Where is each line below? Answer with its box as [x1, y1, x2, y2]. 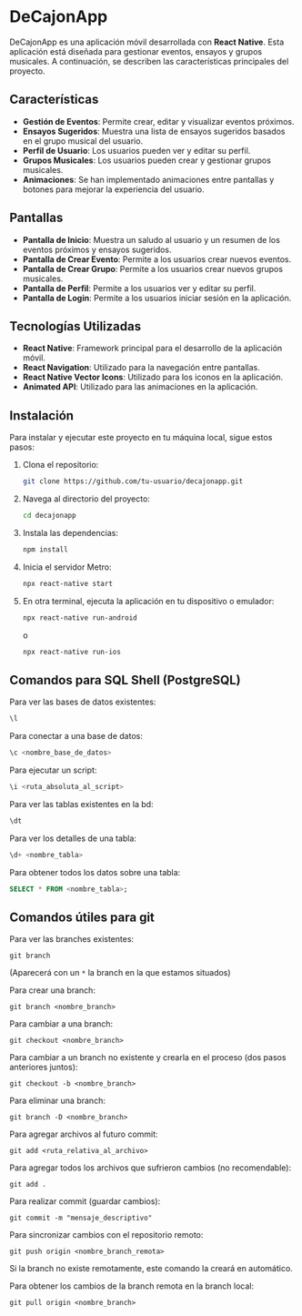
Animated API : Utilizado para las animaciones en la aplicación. [22, 381, 258, 392]
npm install [22, 544, 68, 554]
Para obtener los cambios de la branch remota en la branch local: [9, 1281, 255, 1291]
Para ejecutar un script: [9, 764, 97, 775]
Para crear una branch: [9, 985, 96, 996]
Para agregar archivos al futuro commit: [9, 1129, 158, 1139]
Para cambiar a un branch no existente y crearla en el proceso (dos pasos [9, 1052, 287, 1063]
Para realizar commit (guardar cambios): [9, 1196, 161, 1207]
